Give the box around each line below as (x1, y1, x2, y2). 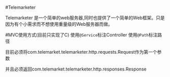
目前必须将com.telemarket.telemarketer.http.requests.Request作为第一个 (5, 49, 157, 55)
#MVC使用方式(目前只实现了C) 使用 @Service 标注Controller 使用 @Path (5, 32, 149, 37)
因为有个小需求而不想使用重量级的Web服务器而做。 (5, 21, 113, 27)
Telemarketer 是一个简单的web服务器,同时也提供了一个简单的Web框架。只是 (5, 15, 165, 21)
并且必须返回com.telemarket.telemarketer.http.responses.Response (5, 66, 147, 72)
